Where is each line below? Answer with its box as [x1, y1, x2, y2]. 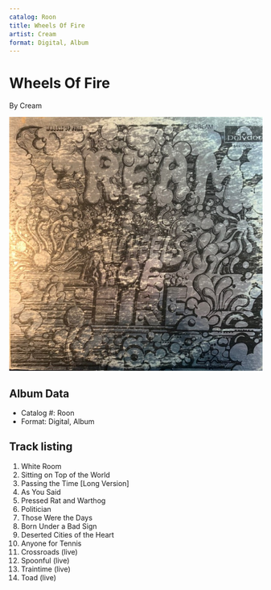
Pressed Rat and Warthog [20, 496, 106, 505]
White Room [20, 461, 62, 471]
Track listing [9, 440, 73, 454]
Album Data [9, 387, 70, 401]
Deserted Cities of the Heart [20, 530, 115, 539]
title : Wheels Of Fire [9, 21, 85, 30]
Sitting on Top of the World [20, 470, 111, 480]
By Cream [9, 101, 43, 110]
